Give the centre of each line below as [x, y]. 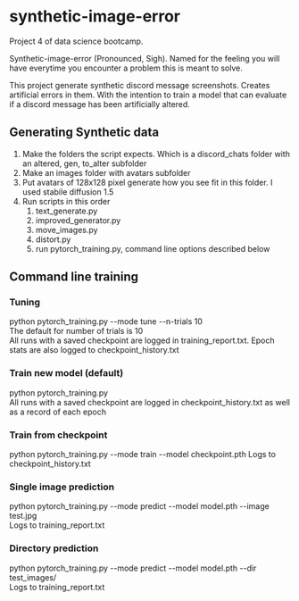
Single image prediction [62, 487]
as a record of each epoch [58, 412]
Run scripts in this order [66, 201]
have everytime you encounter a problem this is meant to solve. [126, 68]
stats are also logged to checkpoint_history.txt [94, 350]
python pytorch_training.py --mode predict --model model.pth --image [139, 506]
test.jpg [23, 516]
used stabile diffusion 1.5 [68, 192]
